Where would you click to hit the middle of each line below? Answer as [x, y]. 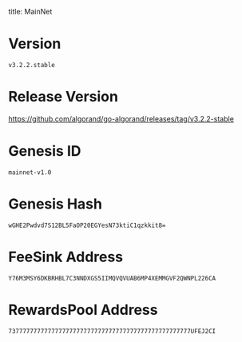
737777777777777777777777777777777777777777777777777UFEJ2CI [112, 331]
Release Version [63, 97]
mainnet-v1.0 [30, 172]
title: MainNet [30, 12]
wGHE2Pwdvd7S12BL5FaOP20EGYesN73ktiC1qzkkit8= [87, 225]
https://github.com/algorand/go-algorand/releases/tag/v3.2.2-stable [121, 118]
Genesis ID [45, 151]
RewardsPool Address [83, 310]
